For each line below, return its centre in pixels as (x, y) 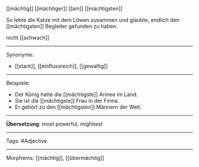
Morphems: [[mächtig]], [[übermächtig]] (55, 158)
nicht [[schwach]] (28, 37)
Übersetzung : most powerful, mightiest (54, 124)
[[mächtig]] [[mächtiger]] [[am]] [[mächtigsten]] (65, 9)
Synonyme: (20, 55)
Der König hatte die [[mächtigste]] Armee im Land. (76, 94)
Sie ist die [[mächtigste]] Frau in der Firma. (67, 101)
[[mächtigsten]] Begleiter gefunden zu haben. (62, 26)
